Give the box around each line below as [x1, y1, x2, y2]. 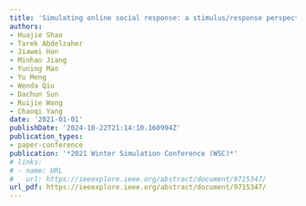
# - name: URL [9, 166, 64, 175]
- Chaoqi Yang [9, 107, 64, 116]
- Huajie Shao [9, 30, 64, 39]
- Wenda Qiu [9, 81, 55, 90]
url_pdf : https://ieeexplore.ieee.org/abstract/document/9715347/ [9, 183, 267, 192]
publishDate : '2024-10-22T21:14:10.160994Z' [9, 124, 181, 133]
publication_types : [9, 132, 84, 141]
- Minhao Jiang [9, 56, 67, 65]
